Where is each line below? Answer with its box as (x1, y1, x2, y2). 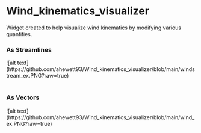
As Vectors (6, 93, 40, 102)
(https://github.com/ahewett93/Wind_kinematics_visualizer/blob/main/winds (6, 66, 196, 73)
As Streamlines (6, 45, 52, 54)
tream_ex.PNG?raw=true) (6, 72, 69, 79)
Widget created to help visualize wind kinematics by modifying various (6, 24, 182, 31)
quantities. (6, 30, 32, 37)
